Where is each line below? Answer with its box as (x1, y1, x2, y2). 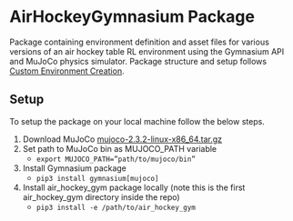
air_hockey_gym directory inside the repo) (22, 191, 180, 202)
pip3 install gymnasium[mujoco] (35, 174, 159, 183)
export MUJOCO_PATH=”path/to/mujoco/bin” (35, 155, 196, 164)
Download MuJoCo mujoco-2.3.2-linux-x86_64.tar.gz (22, 134, 223, 145)
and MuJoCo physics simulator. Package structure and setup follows (9, 55, 267, 66)
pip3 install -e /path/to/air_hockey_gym (35, 203, 196, 212)
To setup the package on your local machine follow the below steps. (9, 116, 266, 126)
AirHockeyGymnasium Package (9, 6, 255, 27)
